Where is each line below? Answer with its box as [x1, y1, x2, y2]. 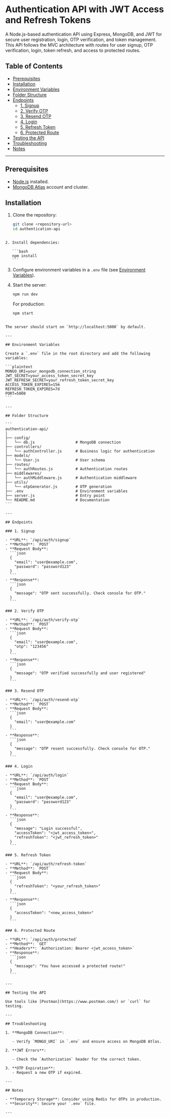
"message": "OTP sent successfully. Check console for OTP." [14, 590, 146, 596]
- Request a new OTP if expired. [12, 1070, 82, 1075]
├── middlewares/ [5, 471, 42, 476]
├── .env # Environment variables [5, 488, 128, 494]
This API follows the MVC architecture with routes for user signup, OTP [5, 42, 153, 48]
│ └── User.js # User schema [5, 458, 105, 463]
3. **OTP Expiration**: [5, 1065, 56, 1071]
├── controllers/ [5, 444, 42, 449]
